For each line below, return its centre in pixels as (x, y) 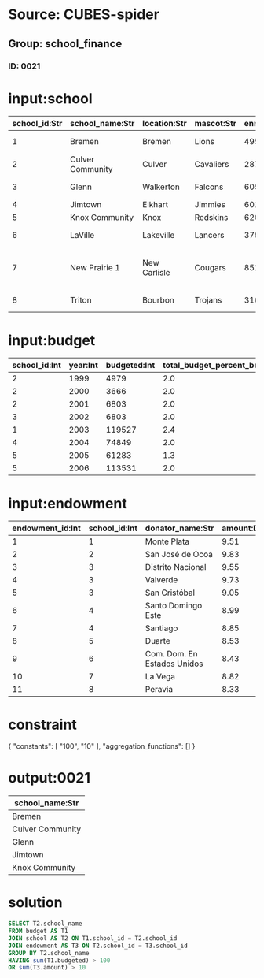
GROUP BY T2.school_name (49, 953)
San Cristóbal (170, 593)
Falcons (209, 187)
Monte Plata (167, 541)
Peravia (159, 690)
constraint (42, 725)
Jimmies (210, 205)
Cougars (210, 268)
